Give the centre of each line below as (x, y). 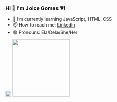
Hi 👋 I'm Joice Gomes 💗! (35, 8)
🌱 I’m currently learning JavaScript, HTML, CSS (62, 19)
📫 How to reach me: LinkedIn (44, 25)
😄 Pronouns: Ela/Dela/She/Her (45, 32)
